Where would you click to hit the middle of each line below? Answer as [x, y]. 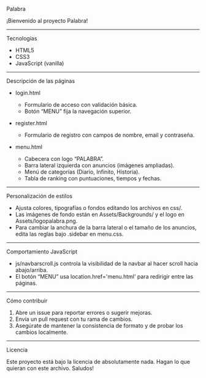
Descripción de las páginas [41, 81]
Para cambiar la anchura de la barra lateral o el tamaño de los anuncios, [106, 227]
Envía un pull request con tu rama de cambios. [74, 319]
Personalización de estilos [39, 196]
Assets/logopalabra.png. [46, 221]
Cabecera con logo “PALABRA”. [64, 159]
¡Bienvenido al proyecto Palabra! [47, 21]
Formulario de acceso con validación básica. [81, 105]
